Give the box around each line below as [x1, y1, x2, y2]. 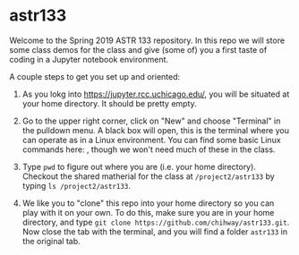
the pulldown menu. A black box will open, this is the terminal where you [21, 124, 289, 135]
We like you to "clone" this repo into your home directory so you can [21, 198, 275, 208]
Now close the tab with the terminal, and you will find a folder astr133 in [21, 225, 288, 237]
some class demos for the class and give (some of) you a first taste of [9, 44, 268, 55]
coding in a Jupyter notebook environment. [9, 54, 168, 64]
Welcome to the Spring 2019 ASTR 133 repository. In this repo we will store [9, 35, 285, 46]
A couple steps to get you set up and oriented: [9, 71, 181, 81]
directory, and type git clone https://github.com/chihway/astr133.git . [21, 217, 290, 227]
